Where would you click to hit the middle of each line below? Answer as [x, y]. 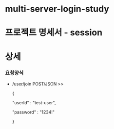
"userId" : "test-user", [34, 102]
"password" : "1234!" [33, 112]
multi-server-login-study [57, 9]
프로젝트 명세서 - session [54, 33]
